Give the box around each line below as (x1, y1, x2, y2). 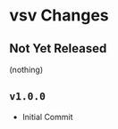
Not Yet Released (9, 41, 107, 56)
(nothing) (9, 64, 43, 75)
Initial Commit (21, 111, 73, 122)
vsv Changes (9, 5, 109, 26)
